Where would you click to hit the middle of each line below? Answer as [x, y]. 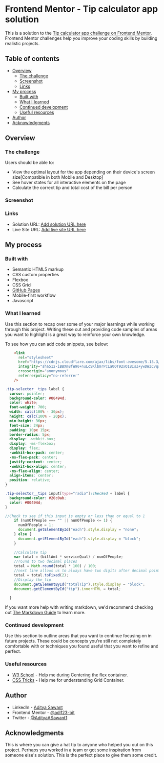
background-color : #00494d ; [38, 398]
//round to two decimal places [46, 562]
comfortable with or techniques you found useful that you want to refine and [82, 646]
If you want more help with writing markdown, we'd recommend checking [79, 607]
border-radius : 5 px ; [30, 434]
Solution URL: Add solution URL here [49, 224]
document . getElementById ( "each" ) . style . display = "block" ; [79, 539]
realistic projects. [22, 43]
